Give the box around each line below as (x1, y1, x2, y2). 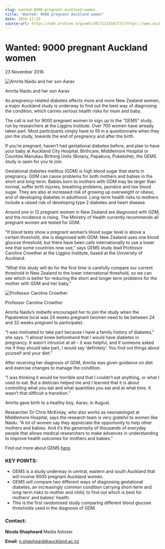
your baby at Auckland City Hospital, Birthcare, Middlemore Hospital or (5, 148, 149, 154)
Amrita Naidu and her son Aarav (5, 88, 70, 94)
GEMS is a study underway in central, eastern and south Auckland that (12, 469, 156, 475)
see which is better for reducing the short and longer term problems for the (5, 275, 157, 281)
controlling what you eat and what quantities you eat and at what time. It (5, 385, 151, 391)
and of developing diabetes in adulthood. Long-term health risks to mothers (5, 194, 159, 200)
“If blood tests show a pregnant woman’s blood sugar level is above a (5, 229, 145, 235)
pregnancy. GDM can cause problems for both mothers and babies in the (5, 173, 153, 179)
